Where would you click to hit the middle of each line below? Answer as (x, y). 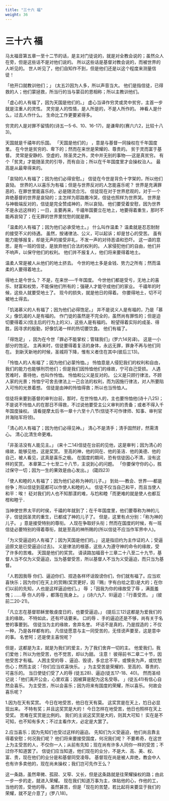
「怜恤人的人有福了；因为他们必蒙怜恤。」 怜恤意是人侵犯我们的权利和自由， (84, 363)
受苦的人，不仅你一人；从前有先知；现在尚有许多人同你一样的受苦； (89, 745)
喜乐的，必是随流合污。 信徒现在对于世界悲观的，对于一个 (100, 191)
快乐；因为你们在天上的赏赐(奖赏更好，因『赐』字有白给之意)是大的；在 (84, 582)
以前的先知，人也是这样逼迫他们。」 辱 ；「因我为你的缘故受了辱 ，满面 (82, 589)
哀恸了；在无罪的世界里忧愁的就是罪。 (54, 217)
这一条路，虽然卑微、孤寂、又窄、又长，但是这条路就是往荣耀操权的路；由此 (84, 774)
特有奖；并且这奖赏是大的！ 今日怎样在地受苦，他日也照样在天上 (95, 709)
